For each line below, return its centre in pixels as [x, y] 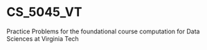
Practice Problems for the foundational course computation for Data [103, 31]
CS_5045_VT [44, 12]
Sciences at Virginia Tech [43, 38]
